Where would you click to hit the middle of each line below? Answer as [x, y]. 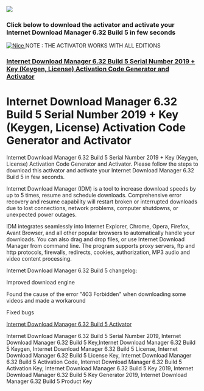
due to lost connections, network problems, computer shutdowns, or [92, 208]
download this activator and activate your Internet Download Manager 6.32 [100, 171]
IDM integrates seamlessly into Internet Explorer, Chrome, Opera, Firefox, [98, 227]
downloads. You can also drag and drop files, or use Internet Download [96, 239]
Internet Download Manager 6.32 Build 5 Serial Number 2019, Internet [94, 336]
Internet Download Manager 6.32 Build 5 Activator [69, 324]
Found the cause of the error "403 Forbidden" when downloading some [96, 294]
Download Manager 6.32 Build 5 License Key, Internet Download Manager [99, 356]
